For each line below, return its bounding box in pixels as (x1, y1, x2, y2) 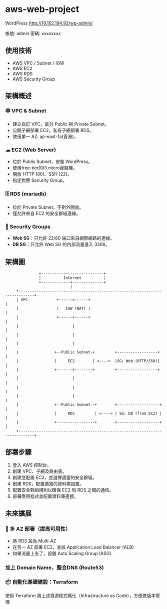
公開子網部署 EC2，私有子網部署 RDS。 (12, 127, 94, 133)
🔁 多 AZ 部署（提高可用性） (5, 525, 71, 532)
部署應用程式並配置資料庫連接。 (12, 493, 78, 499)
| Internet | (38, 275, 106, 280)
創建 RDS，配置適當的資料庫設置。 (12, 480, 84, 486)
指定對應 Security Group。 (12, 177, 67, 183)
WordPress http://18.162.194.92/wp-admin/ (5, 20, 93, 26)
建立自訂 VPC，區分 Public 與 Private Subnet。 (12, 121, 109, 127)
